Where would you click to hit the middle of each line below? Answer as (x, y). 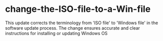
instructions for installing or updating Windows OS (56, 33)
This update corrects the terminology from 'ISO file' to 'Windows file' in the (82, 23)
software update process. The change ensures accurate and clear (73, 28)
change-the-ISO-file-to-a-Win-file (78, 9)
